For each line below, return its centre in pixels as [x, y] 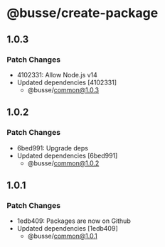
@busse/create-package [82, 13]
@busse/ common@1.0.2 [63, 163]
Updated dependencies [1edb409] [67, 229]
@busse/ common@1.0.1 [62, 236]
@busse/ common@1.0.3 [63, 89]
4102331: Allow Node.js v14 [57, 75]
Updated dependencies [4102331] [66, 82]
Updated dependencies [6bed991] [67, 155]
